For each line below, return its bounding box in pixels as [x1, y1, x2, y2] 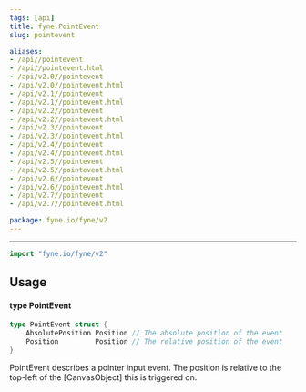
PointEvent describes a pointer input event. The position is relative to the [9, 362, 282, 373]
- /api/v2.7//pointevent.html [9, 200, 125, 209]
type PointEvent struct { [9, 320, 107, 329]
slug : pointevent [9, 30, 76, 39]
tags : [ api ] [9, 13, 55, 23]
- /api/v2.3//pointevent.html [9, 131, 125, 141]
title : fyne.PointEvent [9, 22, 100, 31]
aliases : [9, 46, 43, 56]
